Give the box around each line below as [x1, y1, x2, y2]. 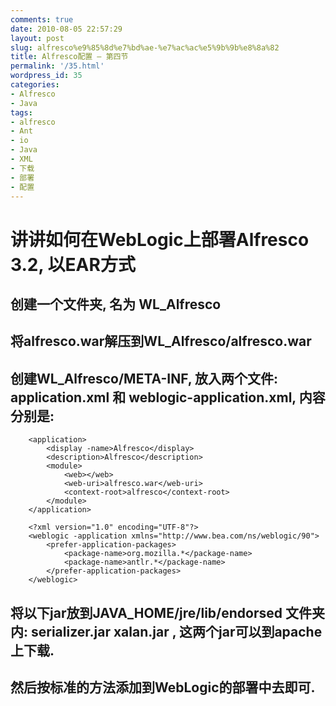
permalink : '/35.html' [10, 61, 105, 71]
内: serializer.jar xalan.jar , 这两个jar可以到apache [10, 623, 323, 640]
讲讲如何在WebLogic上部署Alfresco [10, 228, 310, 251]
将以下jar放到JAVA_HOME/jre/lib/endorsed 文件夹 [10, 604, 325, 621]
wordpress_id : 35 [10, 71, 83, 81]
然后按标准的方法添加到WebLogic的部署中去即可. [10, 679, 316, 696]
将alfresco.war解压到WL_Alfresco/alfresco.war [10, 333, 312, 350]
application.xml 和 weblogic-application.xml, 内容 [10, 389, 326, 406]
